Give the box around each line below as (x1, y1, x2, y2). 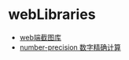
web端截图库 (19, 32, 61, 42)
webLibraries (8, 6, 96, 24)
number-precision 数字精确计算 (19, 42, 122, 52)
